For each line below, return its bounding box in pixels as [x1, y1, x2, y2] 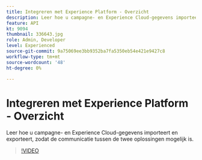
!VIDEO [20, 147, 39, 155]
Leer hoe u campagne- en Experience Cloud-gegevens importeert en [6, 129, 179, 136]
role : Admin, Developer [6, 37, 66, 43]
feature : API [6, 20, 39, 26]
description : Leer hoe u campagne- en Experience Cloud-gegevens [6, 14, 173, 21]
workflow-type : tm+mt [6, 54, 61, 60]
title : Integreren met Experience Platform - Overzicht [6, 8, 149, 15]
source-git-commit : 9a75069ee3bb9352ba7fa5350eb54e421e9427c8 [6, 48, 165, 54]
